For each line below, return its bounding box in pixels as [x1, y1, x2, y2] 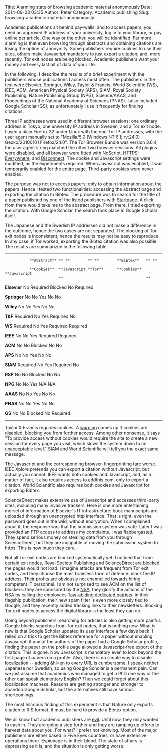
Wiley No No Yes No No [5, 304, 55, 309]
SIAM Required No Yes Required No [5, 362, 79, 368]
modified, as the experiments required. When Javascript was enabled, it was [5, 161, 163, 166]
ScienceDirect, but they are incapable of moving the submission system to [5, 540, 158, 545]
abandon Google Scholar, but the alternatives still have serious [5, 687, 134, 692]
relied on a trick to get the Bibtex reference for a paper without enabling [5, 633, 153, 639]
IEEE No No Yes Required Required [5, 333, 77, 339]
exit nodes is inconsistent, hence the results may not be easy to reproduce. [5, 233, 160, 239]
